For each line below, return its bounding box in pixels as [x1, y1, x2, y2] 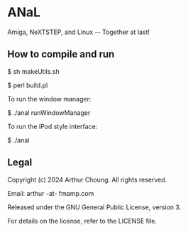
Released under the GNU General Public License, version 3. [7, 203, 182, 211]
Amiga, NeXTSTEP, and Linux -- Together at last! [7, 28, 150, 36]
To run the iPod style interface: [7, 122, 98, 131]
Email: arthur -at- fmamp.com [7, 189, 94, 197]
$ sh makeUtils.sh [7, 67, 60, 75]
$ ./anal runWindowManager [7, 108, 91, 117]
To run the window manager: [7, 94, 92, 103]
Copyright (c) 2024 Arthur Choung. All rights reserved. [7, 175, 167, 184]
